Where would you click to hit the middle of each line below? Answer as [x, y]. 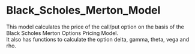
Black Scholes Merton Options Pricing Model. [62, 33]
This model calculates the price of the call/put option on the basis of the [95, 27]
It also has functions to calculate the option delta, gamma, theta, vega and [98, 39]
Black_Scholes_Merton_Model [83, 10]
